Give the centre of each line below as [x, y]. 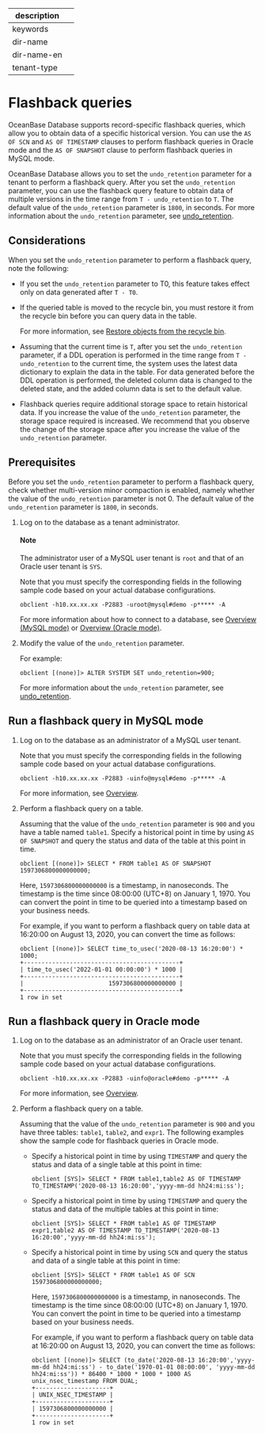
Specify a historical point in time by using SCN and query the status [140, 1252]
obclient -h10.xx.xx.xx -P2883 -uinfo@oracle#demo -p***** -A [124, 1079]
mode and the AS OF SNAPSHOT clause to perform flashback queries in [121, 150]
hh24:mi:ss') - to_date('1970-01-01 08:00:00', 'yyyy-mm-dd [154, 1367]
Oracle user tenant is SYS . [61, 566]
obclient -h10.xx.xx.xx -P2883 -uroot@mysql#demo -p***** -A [123, 604]
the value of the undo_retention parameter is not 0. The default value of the [131, 498]
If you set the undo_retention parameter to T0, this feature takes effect [135, 284]
